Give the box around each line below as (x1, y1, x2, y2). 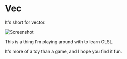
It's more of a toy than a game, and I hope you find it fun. (5, 48, 122, 54)
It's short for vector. (5, 19, 46, 25)
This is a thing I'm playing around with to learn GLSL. (5, 38, 114, 45)
